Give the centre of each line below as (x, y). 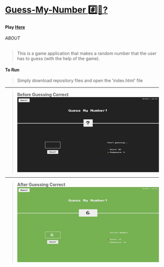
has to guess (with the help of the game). (58, 58)
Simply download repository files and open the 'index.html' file (80, 81)
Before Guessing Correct (43, 95)
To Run (12, 70)
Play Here (15, 27)
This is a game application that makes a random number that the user (87, 53)
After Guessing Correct (41, 185)
